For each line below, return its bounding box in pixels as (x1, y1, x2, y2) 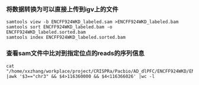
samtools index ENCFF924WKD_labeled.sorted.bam (6, 34, 126, 41)
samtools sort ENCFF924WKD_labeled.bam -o (6, 24, 113, 30)
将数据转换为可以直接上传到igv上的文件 (6, 5, 118, 13)
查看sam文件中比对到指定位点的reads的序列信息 (6, 49, 145, 57)
